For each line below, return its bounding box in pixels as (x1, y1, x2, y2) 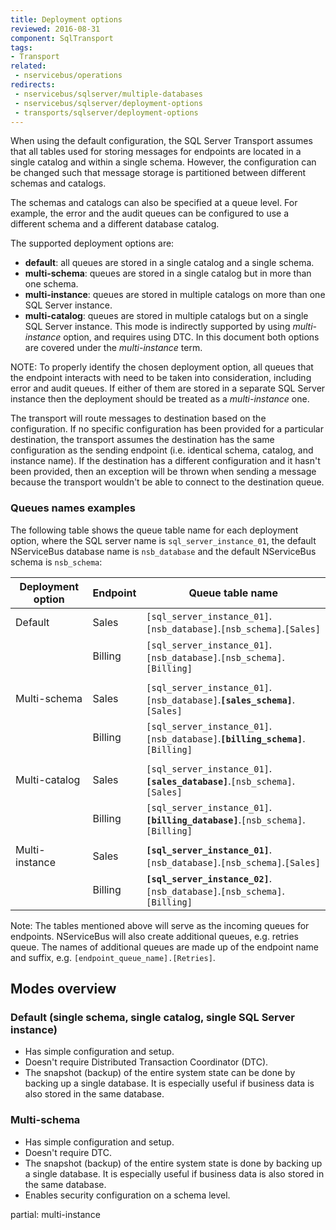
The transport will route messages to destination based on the (10, 412, 267, 425)
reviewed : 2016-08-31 (10, 24, 101, 34)
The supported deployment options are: (10, 237, 175, 250)
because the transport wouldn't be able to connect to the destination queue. (10, 476, 325, 488)
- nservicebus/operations (14, 71, 123, 81)
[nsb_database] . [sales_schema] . (146, 692, 296, 706)
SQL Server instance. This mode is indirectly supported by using (24, 321, 291, 333)
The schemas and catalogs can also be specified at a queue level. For (10, 197, 298, 209)
